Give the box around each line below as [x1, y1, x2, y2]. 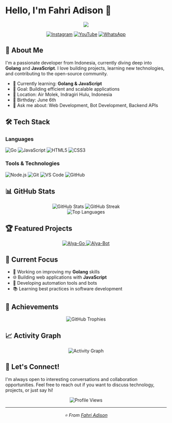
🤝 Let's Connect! [5, 363, 60, 371]
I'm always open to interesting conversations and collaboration [5, 376, 138, 382]
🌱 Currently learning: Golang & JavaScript [12, 80, 102, 87]
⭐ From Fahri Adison [64, 412, 108, 418]
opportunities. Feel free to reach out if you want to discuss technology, [5, 382, 155, 388]
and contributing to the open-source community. [5, 70, 109, 76]
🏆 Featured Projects [5, 224, 73, 232]
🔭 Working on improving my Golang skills [12, 269, 100, 275]
